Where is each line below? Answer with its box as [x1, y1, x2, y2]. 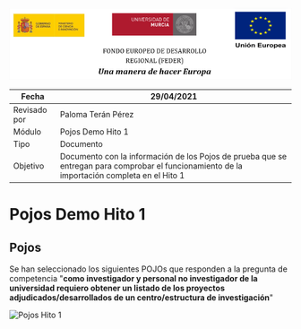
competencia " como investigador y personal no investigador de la [9, 273, 258, 283]
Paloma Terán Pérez [59, 109, 134, 120]
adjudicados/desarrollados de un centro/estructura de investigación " [9, 291, 274, 303]
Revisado [13, 104, 47, 115]
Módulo [13, 126, 42, 137]
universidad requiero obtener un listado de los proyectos [9, 282, 226, 293]
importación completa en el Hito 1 [59, 170, 185, 181]
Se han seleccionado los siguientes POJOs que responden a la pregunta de [9, 264, 288, 274]
